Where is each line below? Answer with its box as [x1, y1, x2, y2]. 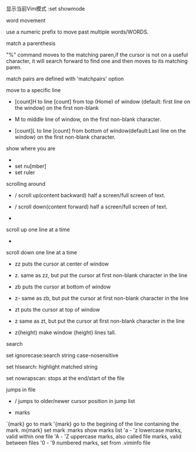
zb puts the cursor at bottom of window [14, 283, 111, 290]
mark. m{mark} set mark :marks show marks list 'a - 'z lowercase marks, [6, 427, 182, 434]
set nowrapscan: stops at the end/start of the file [6, 375, 125, 382]
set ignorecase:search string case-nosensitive [6, 352, 119, 359]
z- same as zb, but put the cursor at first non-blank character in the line [14, 294, 189, 302]
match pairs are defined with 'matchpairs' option [6, 76, 124, 82]
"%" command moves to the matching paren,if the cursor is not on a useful [6, 51, 188, 58]
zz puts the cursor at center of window [14, 260, 109, 267]
